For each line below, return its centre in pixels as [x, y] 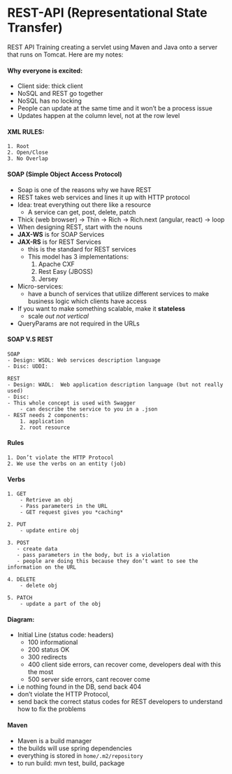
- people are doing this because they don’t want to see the [107, 561]
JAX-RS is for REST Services [59, 242]
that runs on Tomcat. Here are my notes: [65, 54]
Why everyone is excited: [45, 71]
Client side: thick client [50, 86]
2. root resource [45, 428]
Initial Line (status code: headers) [65, 635]
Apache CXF [56, 264]
